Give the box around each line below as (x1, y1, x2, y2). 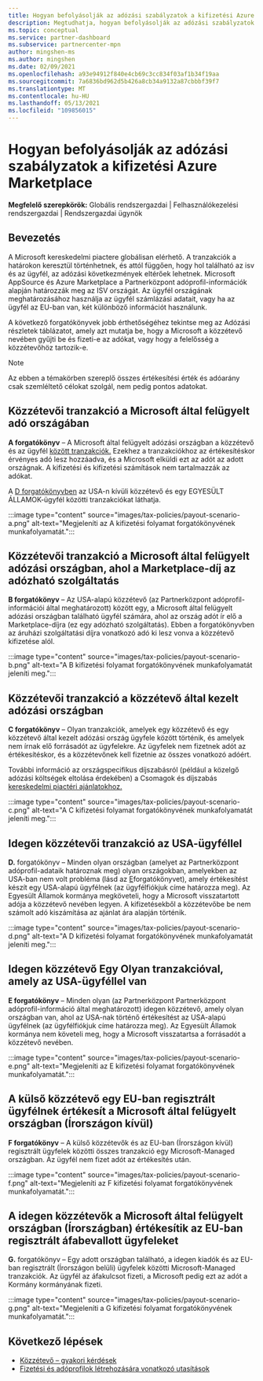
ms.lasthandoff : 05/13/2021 (8, 99, 100, 107)
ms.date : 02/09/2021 (8, 63, 76, 71)
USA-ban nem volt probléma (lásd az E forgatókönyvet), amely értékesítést (8, 875, 249, 883)
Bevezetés (8, 231, 61, 245)
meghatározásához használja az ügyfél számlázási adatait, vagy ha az (8, 294, 236, 303)
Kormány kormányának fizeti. (8, 1280, 103, 1290)
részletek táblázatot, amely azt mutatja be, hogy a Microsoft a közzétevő (8, 326, 243, 335)
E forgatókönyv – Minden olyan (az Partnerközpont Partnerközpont (8, 995, 226, 1005)
